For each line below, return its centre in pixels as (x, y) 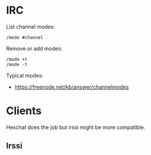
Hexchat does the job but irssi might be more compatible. (76, 127)
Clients (24, 111)
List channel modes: (31, 27)
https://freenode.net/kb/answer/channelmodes (72, 87)
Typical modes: (25, 75)
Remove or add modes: (35, 49)
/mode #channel (25, 37)
